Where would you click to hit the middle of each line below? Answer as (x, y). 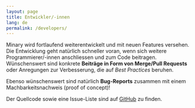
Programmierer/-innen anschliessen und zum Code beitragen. (82, 57)
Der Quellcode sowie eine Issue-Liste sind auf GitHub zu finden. (84, 99)
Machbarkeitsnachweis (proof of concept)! (58, 88)
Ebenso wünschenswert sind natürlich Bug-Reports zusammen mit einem (96, 81)
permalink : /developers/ (37, 28)
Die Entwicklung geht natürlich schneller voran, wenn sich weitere (87, 51)
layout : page (22, 12)
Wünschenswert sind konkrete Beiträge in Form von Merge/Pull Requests (97, 64)
